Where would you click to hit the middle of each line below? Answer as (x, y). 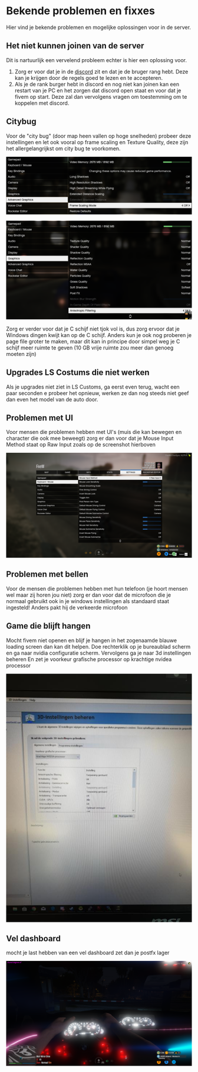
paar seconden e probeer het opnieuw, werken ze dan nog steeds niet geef (98, 393)
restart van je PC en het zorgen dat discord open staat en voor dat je (98, 90)
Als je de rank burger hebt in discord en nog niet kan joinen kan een (97, 84)
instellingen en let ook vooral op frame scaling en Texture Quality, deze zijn (97, 142)
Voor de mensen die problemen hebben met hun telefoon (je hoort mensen (97, 588)
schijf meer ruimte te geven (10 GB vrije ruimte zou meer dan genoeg (90, 348)
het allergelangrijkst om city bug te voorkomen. (63, 148)
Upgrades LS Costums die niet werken (78, 373)
